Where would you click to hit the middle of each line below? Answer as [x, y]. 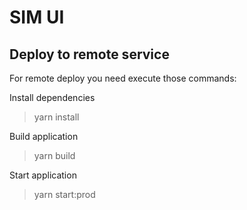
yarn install [56, 117]
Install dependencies [52, 97]
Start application [43, 175]
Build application [44, 136]
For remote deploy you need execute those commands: [123, 78]
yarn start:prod [64, 194]
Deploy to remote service [89, 54]
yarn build [54, 155]
